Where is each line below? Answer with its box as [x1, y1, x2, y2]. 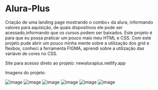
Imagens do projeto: [5, 69, 46, 75]
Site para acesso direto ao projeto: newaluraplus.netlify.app [5, 60, 126, 66]
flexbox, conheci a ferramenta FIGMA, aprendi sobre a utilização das [5, 45, 144, 51]
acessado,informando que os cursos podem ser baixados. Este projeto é [5, 30, 153, 35]
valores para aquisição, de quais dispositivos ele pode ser [5, 24, 123, 30]
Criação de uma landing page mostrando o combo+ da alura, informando [5, 19, 154, 25]
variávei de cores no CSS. [5, 50, 58, 57]
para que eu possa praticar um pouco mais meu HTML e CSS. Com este [5, 35, 152, 41]
